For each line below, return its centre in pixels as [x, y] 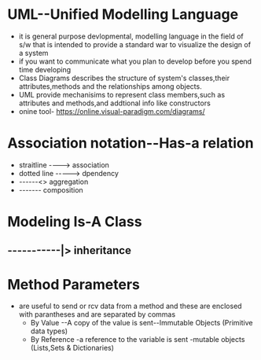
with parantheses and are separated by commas [97, 314]
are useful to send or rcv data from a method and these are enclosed [130, 306]
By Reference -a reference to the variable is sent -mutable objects [138, 340]
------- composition [51, 189]
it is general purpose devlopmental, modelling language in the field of [131, 36]
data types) [49, 331]
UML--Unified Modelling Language [123, 15]
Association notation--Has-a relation [130, 143]
